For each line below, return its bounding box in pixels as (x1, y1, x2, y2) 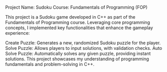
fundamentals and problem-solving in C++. (5, 61, 95, 67)
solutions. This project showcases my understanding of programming (5, 56, 149, 62)
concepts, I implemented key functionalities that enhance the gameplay (5, 25, 153, 31)
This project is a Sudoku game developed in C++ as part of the (5, 14, 136, 20)
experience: (5, 30, 30, 36)
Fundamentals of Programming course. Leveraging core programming (5, 20, 150, 25)
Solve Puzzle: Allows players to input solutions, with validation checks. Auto (5, 45, 162, 51)
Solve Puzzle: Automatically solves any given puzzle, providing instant (5, 50, 151, 56)
